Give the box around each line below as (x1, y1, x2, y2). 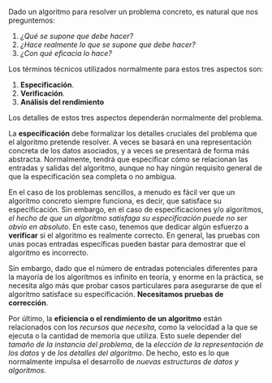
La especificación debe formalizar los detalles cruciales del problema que (8, 129, 257, 138)
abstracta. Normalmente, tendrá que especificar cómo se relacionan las (8, 154, 248, 164)
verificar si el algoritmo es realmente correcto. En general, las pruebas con (8, 230, 261, 240)
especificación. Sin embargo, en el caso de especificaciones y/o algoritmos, (8, 204, 264, 214)
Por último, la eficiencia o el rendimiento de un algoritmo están (8, 314, 222, 323)
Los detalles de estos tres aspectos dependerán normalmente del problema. (8, 113, 264, 123)
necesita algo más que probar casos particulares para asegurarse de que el (8, 281, 262, 290)
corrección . (8, 298, 49, 308)
